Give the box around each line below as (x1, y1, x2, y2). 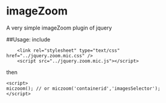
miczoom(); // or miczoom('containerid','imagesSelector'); (6, 86, 161, 92)
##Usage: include (6, 36, 51, 43)
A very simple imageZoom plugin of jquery (6, 24, 112, 31)
